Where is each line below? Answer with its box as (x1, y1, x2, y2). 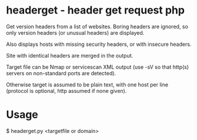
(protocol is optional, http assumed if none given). (6, 87, 127, 94)
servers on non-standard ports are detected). (6, 69, 116, 76)
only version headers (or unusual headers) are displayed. (6, 29, 145, 36)
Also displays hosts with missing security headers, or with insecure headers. (6, 41, 192, 48)
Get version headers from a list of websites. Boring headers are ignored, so (6, 23, 188, 30)
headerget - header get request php (6, 4, 185, 17)
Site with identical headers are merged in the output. (6, 52, 133, 59)
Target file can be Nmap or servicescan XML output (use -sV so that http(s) (6, 63, 189, 71)
